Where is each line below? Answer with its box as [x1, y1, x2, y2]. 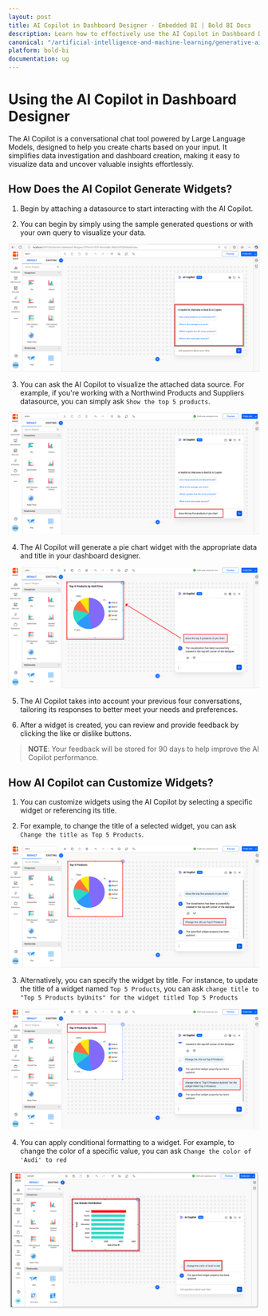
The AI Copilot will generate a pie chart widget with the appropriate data [19, 543, 258, 552]
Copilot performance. [27, 753, 99, 762]
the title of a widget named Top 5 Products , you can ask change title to [19, 984, 259, 993]
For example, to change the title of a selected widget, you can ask [19, 821, 237, 831]
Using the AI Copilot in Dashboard [8, 90, 237, 109]
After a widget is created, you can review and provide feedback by [19, 720, 239, 730]
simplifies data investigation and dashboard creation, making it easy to [8, 150, 241, 160]
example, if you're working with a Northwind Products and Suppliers [19, 388, 245, 398]
